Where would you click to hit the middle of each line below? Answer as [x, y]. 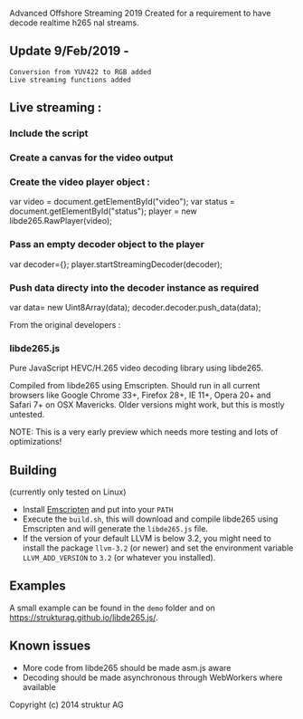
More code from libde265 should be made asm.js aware [127, 667]
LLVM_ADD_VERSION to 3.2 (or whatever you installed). [119, 558]
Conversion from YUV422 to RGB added [80, 72]
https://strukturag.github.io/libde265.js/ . [84, 617]
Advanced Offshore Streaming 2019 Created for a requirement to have [140, 13]
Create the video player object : [80, 182]
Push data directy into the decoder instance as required [134, 287]
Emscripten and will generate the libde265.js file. [115, 529]
